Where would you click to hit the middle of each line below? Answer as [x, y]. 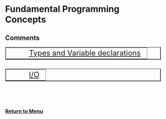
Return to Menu [24, 111]
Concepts [25, 20]
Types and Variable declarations [85, 53]
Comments [22, 38]
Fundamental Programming [62, 9]
